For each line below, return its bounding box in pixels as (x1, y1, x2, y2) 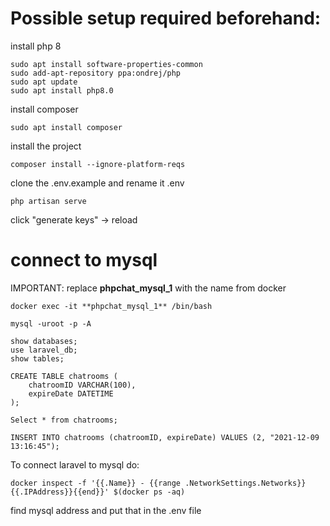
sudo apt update (10, 77, 78, 87)
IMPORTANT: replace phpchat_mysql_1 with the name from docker (10, 282, 287, 294)
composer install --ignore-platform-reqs (10, 159, 186, 169)
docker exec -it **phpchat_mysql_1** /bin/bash (10, 301, 213, 311)
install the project (10, 140, 82, 152)
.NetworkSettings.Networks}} (184, 478, 307, 488)
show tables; (10, 353, 65, 364)
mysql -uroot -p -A (10, 318, 92, 329)
